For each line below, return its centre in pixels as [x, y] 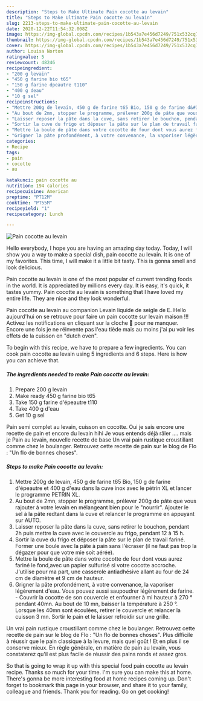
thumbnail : [20, 40]
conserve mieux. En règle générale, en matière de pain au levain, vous [94, 648]
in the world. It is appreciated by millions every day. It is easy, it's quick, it [98, 285]
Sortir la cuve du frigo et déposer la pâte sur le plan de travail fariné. [100, 540]
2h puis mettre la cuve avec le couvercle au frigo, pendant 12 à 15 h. [100, 533]
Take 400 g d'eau [37, 409]
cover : [14, 46]
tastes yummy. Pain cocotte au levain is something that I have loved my [95, 292]
